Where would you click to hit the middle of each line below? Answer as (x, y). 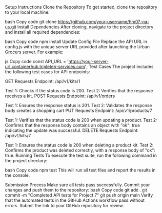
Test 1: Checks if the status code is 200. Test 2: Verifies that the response (79, 91)
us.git (11, 27)
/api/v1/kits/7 (18, 136)
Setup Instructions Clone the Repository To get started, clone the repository (81, 7)
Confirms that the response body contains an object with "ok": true (72, 125)
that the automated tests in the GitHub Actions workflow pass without (75, 200)
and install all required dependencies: (43, 32)
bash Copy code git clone (31, 22)
